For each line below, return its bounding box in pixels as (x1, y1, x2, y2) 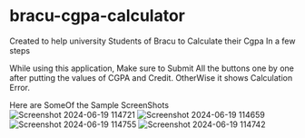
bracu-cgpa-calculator (9, 5, 186, 26)
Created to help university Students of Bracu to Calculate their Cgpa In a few (9, 35, 296, 46)
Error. (9, 82, 30, 93)
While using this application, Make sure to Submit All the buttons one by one (9, 63, 295, 74)
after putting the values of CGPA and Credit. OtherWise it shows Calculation (9, 72, 293, 83)
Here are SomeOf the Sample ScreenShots (9, 99, 170, 110)
